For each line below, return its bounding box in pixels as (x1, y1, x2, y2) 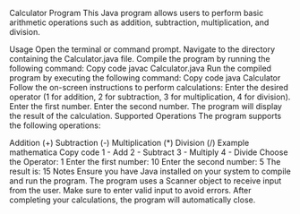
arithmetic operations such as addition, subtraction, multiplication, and (9, 17, 270, 28)
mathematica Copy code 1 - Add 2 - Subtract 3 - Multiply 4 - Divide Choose (9, 147, 288, 158)
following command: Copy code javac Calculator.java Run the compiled (9, 63, 271, 73)
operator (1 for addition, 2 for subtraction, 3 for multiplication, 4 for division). (9, 91, 291, 102)
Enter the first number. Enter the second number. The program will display (9, 101, 282, 111)
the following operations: (9, 120, 101, 131)
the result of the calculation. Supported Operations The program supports (9, 111, 282, 121)
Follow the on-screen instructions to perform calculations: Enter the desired (9, 82, 289, 92)
